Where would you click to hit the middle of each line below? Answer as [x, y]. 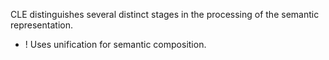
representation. [41, 25]
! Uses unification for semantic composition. [115, 44]
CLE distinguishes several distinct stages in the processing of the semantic [165, 14]
